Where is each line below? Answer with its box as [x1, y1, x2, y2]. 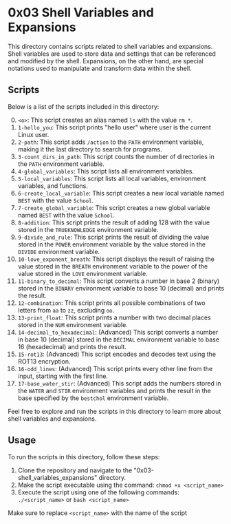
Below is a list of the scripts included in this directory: [8, 102, 159, 111]
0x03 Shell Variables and [8, 5, 154, 21]
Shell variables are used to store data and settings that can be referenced [8, 50, 216, 58]
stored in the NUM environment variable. [17, 320, 128, 328]
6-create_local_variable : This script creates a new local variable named [17, 189, 224, 197]
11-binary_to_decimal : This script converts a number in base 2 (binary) [17, 277, 220, 285]
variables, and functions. [17, 181, 89, 190]
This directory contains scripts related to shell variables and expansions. [8, 42, 213, 50]
